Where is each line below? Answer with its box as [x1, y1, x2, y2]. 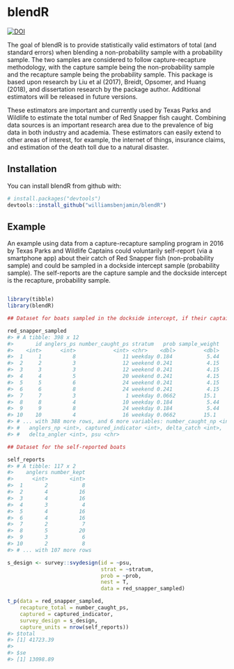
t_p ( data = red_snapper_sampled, [7, 598, 104, 605]
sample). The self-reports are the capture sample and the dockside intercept [7, 269, 227, 277]
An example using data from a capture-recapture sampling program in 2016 [7, 239, 224, 248]
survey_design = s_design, [19, 617, 98, 624]
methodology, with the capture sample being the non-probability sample [7, 63, 214, 71]
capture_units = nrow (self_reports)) [19, 624, 130, 631]
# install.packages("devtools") [7, 195, 101, 202]
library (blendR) [7, 302, 54, 310]
